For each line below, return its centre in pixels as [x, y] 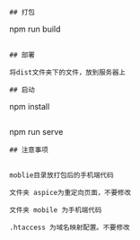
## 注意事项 [29, 150]
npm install [30, 107]
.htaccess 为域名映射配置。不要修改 [70, 227]
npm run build [35, 29]
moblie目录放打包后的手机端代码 [61, 175]
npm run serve [36, 132]
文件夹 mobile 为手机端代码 [56, 210]
